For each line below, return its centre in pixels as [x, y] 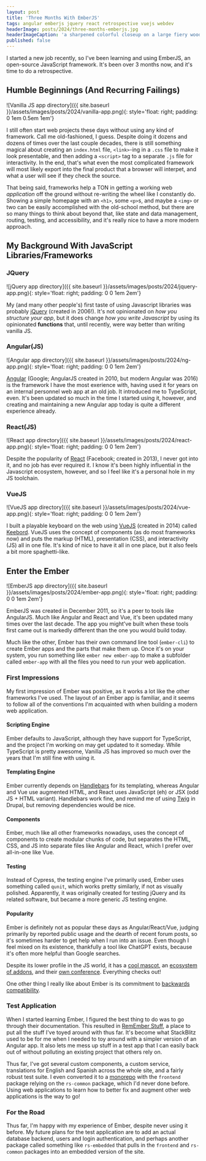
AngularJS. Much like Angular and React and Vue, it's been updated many [100, 618]
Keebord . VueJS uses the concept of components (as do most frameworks [101, 532]
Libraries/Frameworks [50, 255]
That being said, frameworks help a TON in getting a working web [90, 187]
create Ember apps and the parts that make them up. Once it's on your [95, 649]
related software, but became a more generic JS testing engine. [87, 900]
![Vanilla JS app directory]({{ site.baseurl [58, 105]
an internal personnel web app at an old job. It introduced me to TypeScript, [102, 391]
